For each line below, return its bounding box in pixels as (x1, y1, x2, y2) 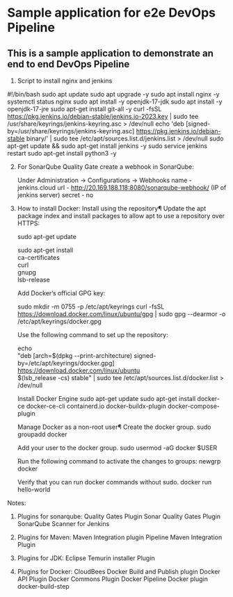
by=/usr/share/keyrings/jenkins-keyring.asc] (7, 127, 135, 135)
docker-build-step (17, 582, 70, 590)
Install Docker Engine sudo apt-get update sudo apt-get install (17, 395, 196, 402)
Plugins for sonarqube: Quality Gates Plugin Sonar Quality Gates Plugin (17, 512, 221, 521)
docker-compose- (168, 402, 220, 410)
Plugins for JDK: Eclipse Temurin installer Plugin (17, 554, 155, 562)
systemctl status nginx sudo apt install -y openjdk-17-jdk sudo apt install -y (7, 97, 223, 106)
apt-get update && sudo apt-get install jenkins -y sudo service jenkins (7, 142, 207, 150)
